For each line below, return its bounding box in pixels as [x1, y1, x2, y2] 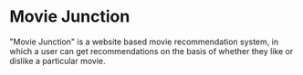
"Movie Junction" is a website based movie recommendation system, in [9, 36, 279, 47]
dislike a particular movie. [9, 55, 107, 66]
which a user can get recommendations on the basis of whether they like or [9, 45, 294, 56]
